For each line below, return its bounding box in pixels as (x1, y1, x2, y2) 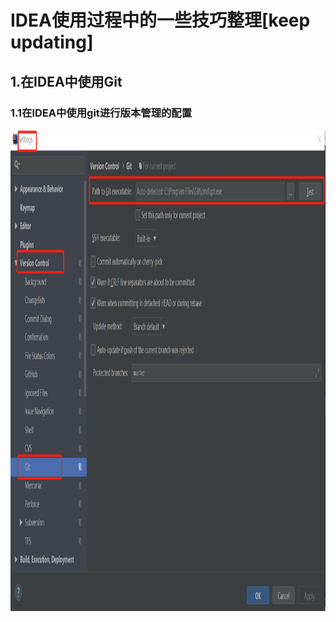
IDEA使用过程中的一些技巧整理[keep (10, 9, 311, 32)
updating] (10, 31, 94, 54)
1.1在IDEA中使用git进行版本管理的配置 (10, 106, 193, 120)
